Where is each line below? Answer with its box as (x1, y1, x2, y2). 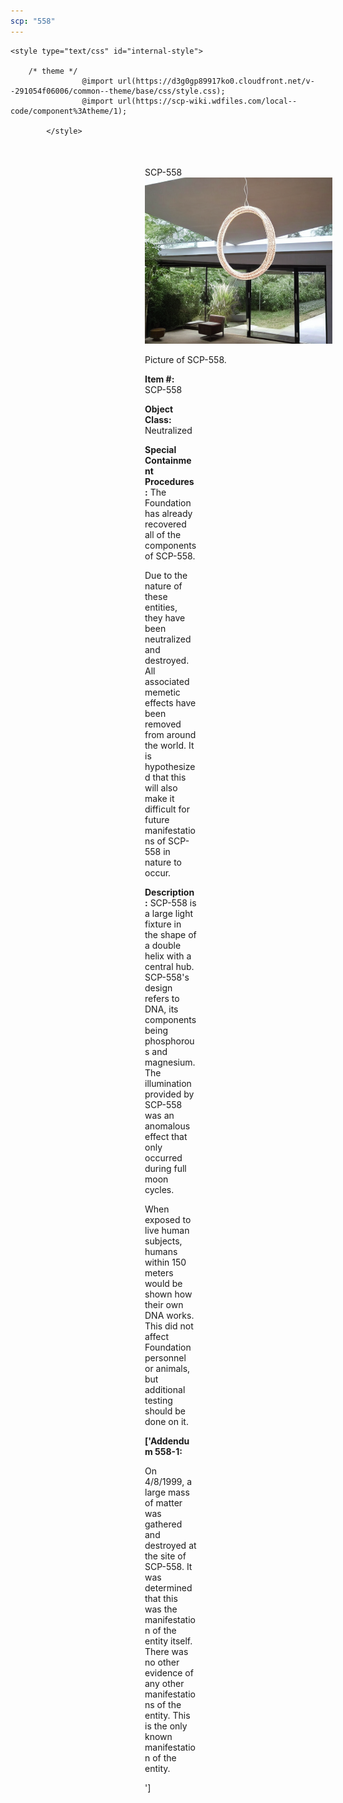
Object (144, 403, 174, 415)
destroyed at (144, 1540, 197, 1552)
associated (144, 676, 190, 688)
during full (144, 1163, 187, 1175)
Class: (144, 414, 172, 426)
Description (144, 886, 195, 899)
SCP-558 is (149, 897, 197, 909)
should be (144, 1405, 186, 1417)
